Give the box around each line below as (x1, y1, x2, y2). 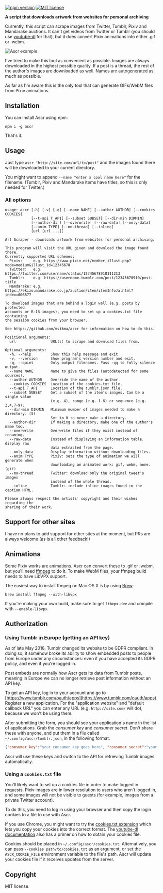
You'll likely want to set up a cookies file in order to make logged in (5, 782, 139, 788)
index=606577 (5, 292, 32, 297)
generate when (5, 458, 34, 463)
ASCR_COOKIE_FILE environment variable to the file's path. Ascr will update (5, 851, 151, 857)
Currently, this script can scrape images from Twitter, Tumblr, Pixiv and (5, 23, 147, 29)
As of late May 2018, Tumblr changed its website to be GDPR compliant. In (5, 645, 154, 651)
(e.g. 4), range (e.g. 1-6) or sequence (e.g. (50, 398, 147, 403)
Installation (5, 102, 40, 110)
